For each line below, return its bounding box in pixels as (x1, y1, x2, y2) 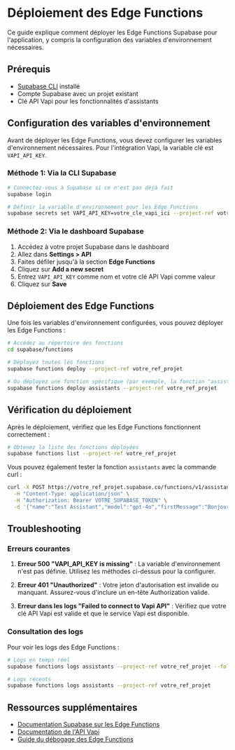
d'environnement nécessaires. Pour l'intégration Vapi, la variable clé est (7, 143, 214, 152)
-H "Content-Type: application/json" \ (13, 490, 130, 497)
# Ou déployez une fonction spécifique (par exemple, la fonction (7, 377, 205, 385)
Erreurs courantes (7, 544, 71, 554)
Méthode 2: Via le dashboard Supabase (7, 227, 145, 236)
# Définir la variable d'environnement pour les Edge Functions (7, 203, 199, 210)
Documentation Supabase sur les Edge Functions (17, 721, 160, 729)
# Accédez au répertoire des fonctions (7, 340, 124, 347)
